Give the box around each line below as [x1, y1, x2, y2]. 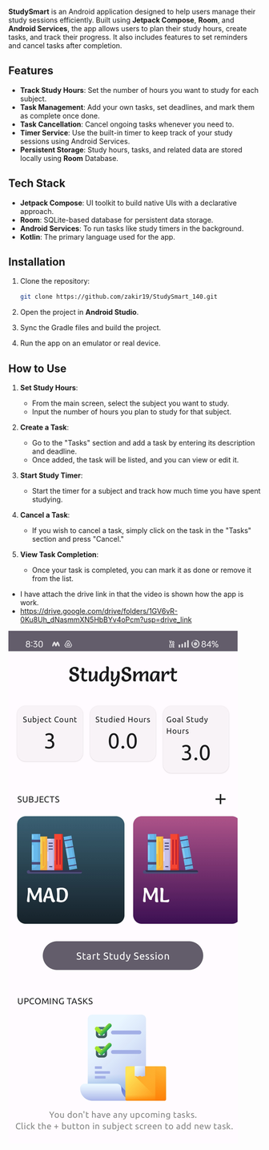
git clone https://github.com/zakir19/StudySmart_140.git [19, 293, 218, 301]
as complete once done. [19, 111, 100, 120]
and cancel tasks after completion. [8, 41, 122, 50]
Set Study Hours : [19, 383, 78, 393]
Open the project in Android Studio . [19, 308, 139, 317]
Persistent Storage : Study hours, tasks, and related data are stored [19, 144, 243, 155]
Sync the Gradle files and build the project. [19, 323, 162, 333]
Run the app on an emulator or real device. [19, 338, 161, 348]
